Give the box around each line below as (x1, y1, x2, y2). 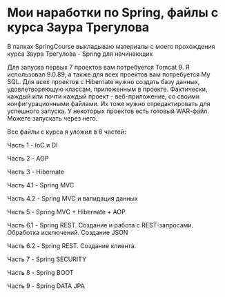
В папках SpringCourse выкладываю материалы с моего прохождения (7, 42, 215, 50)
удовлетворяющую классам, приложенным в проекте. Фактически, (7, 85, 208, 93)
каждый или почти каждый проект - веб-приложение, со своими (7, 92, 200, 101)
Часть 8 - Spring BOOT (7, 268, 74, 276)
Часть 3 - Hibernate (7, 167, 64, 176)
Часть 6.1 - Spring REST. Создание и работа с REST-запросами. (7, 221, 194, 229)
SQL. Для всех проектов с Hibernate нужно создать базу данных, (7, 77, 200, 85)
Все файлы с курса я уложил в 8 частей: (7, 127, 126, 136)
